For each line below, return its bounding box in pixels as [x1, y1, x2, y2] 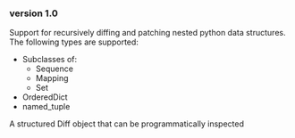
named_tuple [21, 101, 71, 112]
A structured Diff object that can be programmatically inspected [9, 118, 244, 129]
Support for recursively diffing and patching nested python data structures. [9, 28, 286, 38]
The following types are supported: [9, 37, 139, 47]
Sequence [35, 63, 74, 74]
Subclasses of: [21, 54, 78, 65]
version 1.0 [9, 7, 58, 20]
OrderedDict [21, 92, 69, 102]
